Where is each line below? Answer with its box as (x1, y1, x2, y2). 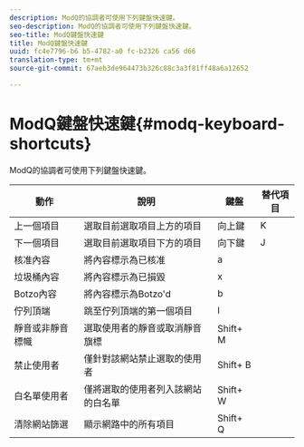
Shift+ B (216, 358, 252, 371)
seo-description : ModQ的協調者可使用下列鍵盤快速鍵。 (9, 22, 196, 31)
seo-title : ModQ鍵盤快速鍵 (9, 30, 104, 39)
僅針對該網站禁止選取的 (83, 352, 184, 364)
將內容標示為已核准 (83, 253, 166, 266)
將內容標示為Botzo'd (83, 287, 172, 300)
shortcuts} (9, 133, 92, 154)
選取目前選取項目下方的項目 (83, 237, 202, 249)
